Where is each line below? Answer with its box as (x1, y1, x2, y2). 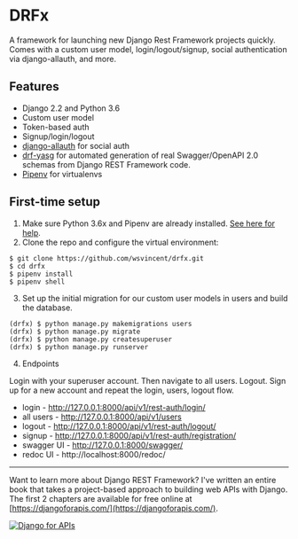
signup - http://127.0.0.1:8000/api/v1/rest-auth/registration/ (21, 430, 237, 441)
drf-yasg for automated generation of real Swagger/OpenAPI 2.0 (21, 150, 259, 160)
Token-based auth (21, 121, 90, 132)
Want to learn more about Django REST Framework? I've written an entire (9, 474, 277, 485)
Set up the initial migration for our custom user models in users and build (21, 293, 288, 303)
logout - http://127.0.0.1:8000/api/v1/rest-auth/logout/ (21, 420, 216, 431)
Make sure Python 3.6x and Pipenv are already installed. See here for (21, 218, 276, 229)
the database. (21, 302, 73, 313)
